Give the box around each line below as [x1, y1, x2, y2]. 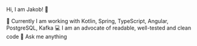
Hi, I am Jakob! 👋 [6, 6, 48, 13]
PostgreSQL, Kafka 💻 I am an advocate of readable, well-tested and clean [6, 24, 192, 31]
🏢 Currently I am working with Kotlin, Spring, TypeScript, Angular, [6, 18, 169, 24]
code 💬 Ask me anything [6, 33, 68, 40]
